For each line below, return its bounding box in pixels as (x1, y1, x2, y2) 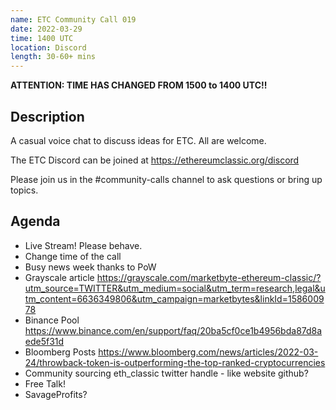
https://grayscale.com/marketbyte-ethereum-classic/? (96, 271, 322, 283)
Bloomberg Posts (24, 346, 97, 358)
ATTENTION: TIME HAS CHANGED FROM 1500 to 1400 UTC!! (10, 79, 268, 91)
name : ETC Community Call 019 (10, 14, 137, 25)
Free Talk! (24, 377, 66, 390)
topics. (10, 184, 39, 196)
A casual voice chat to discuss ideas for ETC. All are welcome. (10, 134, 267, 146)
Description (10, 108, 85, 125)
